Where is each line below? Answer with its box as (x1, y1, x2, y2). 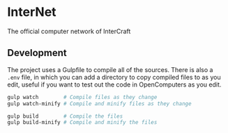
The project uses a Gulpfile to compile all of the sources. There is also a (7, 65, 213, 73)
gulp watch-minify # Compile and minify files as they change (7, 100, 192, 107)
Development (7, 47, 68, 59)
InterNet (7, 4, 57, 20)
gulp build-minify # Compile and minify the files (7, 119, 158, 126)
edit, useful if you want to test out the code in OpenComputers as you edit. (7, 80, 222, 89)
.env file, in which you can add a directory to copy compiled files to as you (7, 73, 221, 81)
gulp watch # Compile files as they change (7, 94, 158, 100)
